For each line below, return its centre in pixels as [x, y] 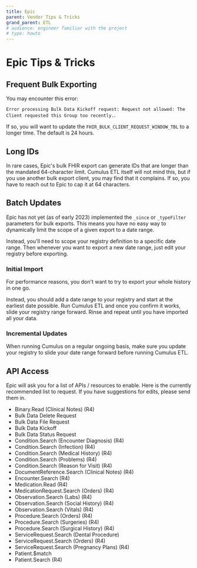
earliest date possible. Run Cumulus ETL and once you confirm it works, [94, 306]
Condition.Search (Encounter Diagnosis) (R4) [69, 441]
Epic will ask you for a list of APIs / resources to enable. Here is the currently [99, 385]
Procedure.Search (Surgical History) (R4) [64, 528]
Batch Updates [34, 203]
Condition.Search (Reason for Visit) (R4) [63, 466]
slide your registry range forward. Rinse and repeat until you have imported [97, 312]
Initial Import [25, 269]
